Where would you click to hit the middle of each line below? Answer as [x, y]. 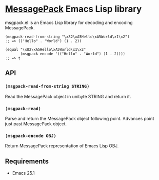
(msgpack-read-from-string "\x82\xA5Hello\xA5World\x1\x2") [68, 37]
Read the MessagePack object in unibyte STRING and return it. [68, 96]
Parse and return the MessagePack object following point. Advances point [80, 118]
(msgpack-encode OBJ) [31, 136]
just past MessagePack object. [36, 124]
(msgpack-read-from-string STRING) [47, 86]
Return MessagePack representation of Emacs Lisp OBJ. [62, 146]
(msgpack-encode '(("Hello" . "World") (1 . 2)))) [73, 54]
